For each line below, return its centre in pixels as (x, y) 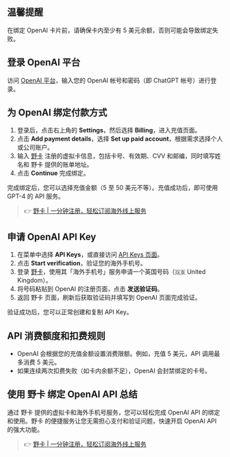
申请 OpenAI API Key (52, 236)
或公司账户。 (35, 148)
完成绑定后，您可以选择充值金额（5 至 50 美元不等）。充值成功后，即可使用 (113, 188)
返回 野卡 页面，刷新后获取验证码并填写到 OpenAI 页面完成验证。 (109, 298)
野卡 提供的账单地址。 (62, 165)
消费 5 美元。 (41, 362)
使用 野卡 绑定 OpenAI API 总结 (73, 394)
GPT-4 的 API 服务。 (36, 196)
